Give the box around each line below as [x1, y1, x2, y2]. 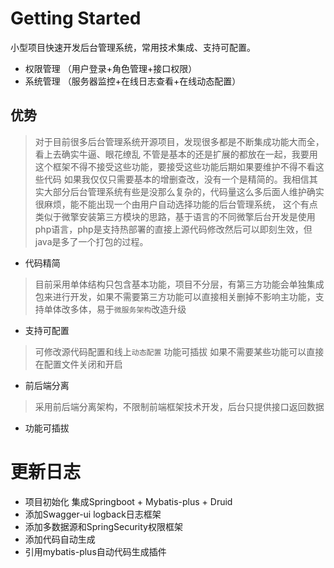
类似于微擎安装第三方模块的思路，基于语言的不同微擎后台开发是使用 [34, 210, 316, 222]
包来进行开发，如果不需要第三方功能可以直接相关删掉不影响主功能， [34, 290, 316, 302]
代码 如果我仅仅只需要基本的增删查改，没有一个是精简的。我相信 [43, 173, 310, 185]
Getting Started [10, 7, 142, 30]
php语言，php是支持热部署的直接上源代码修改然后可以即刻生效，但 [34, 223, 313, 235]
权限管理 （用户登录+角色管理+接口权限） [24, 62, 198, 74]
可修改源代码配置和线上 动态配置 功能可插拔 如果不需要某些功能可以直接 [34, 345, 325, 357]
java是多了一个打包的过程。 [34, 235, 149, 247]
